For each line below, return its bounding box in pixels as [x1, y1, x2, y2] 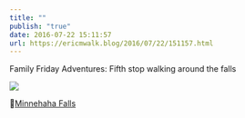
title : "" [9, 13, 47, 23]
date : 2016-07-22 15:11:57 [9, 30, 112, 39]
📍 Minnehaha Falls [9, 98, 77, 109]
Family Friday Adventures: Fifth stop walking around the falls [9, 64, 237, 74]
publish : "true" [9, 22, 71, 31]
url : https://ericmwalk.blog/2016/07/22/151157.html [9, 38, 214, 48]
